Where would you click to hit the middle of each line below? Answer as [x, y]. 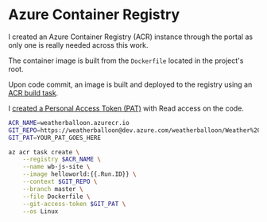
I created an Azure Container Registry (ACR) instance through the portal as [130, 37]
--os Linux [41, 211]
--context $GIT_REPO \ [60, 182]
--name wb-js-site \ [56, 167]
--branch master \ [53, 189]
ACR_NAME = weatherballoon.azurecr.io [69, 123]
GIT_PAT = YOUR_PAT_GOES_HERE [55, 138]
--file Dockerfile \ [56, 197]
